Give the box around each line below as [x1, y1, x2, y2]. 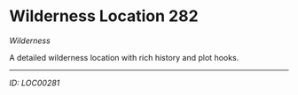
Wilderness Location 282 [9, 6, 199, 26]
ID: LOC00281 [9, 77, 60, 88]
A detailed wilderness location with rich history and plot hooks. [9, 52, 239, 62]
